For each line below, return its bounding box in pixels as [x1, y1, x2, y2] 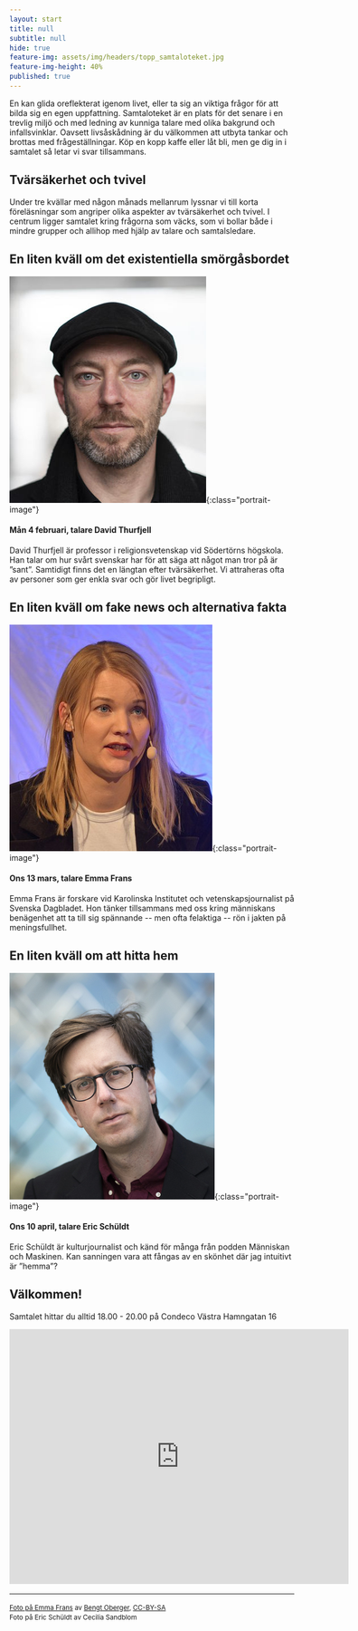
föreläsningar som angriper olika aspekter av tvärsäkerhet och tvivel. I [9, 206, 270, 217]
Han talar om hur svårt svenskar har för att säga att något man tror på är [9, 554, 278, 565]
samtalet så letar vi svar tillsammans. [9, 146, 147, 157]
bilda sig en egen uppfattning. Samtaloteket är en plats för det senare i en [9, 107, 283, 118]
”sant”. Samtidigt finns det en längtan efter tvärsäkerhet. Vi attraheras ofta [9, 564, 285, 574]
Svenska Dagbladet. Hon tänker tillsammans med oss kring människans [9, 902, 276, 913]
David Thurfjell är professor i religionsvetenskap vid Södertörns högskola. [9, 545, 284, 555]
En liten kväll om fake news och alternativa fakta [9, 600, 287, 615]
